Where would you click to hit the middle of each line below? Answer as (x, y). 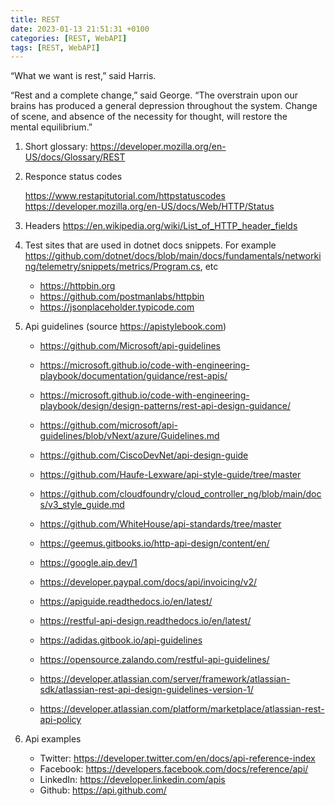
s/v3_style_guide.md (82, 505)
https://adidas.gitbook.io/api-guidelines (121, 640)
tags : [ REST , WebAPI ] (55, 47)
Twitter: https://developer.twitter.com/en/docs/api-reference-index (177, 758)
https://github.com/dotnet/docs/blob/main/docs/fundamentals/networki (173, 256)
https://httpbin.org (77, 286)
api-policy (60, 720)
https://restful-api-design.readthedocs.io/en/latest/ (145, 621)
